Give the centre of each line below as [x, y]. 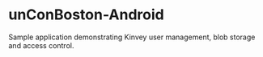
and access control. [41, 45]
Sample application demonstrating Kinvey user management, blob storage [132, 37]
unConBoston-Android [86, 15]
